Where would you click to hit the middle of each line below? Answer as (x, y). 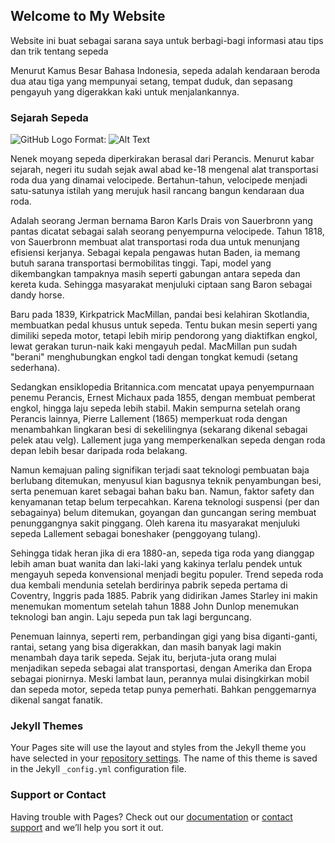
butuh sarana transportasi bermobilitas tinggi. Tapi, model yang (141, 263)
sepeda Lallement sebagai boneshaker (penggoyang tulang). (136, 534)
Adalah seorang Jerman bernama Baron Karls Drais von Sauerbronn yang (161, 221)
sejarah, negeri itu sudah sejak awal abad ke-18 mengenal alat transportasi (164, 170)
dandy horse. (37, 295)
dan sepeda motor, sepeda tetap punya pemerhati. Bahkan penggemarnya (163, 690)
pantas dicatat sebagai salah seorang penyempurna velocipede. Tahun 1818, (167, 231)
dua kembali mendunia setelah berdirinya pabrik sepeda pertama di (149, 585)
